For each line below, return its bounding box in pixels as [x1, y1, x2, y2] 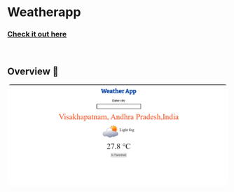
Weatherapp [7, 4, 81, 20]
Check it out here [7, 29, 67, 39]
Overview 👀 [7, 65, 59, 77]
